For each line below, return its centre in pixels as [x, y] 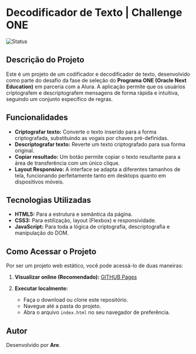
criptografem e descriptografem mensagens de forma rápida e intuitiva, [93, 93]
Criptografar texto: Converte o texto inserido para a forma [85, 132]
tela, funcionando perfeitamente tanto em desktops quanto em [90, 175]
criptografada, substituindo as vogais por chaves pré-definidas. [92, 138]
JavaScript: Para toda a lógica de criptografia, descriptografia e [92, 227]
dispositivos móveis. [39, 182]
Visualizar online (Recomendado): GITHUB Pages [76, 277]
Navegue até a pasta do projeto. [62, 306]
